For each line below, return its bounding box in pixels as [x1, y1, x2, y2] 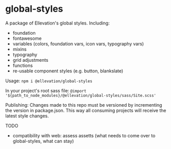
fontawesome [12, 35, 42, 41]
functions [12, 62, 33, 68]
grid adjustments [12, 57, 48, 63]
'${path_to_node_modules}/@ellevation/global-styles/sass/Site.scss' [5, 93, 157, 98]
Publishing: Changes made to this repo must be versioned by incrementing [5, 102, 162, 108]
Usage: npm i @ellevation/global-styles [5, 78, 93, 84]
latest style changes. [5, 113, 50, 119]
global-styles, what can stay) [12, 138, 74, 144]
